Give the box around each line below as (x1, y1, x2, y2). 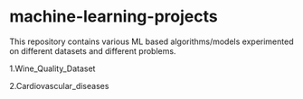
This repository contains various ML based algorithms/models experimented (9, 36, 294, 47)
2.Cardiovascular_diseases (9, 80, 109, 91)
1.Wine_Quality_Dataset (9, 63, 96, 74)
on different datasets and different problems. (9, 45, 176, 56)
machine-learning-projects (9, 6, 219, 27)
